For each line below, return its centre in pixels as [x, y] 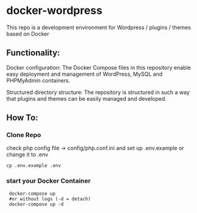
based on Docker [28, 33]
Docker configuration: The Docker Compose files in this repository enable [99, 67]
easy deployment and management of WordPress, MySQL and [85, 74]
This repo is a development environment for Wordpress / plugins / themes [99, 27]
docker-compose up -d [36, 204]
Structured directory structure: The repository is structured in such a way [98, 92]
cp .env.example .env [34, 166]
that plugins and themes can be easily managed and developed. [87, 98]
